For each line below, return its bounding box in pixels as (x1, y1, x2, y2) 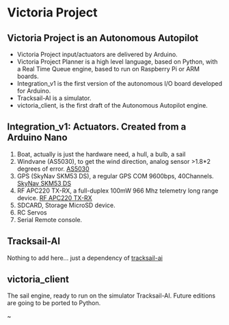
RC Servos (16, 208, 47, 217)
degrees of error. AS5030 (16, 165, 90, 173)
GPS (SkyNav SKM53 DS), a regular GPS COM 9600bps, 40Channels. (16, 171, 214, 180)
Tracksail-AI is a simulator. (16, 94, 92, 102)
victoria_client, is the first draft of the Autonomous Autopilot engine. (16, 101, 208, 109)
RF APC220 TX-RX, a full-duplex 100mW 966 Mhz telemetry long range (16, 186, 219, 195)
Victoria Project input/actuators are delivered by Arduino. (16, 50, 178, 58)
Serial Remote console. (16, 215, 83, 224)
